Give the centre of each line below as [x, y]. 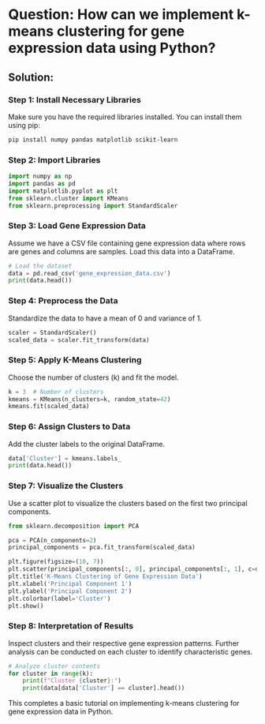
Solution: [31, 77]
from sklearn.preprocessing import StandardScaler [93, 206]
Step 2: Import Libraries [54, 159]
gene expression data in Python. [61, 711]
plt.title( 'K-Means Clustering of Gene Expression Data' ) [105, 577]
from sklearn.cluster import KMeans [68, 198]
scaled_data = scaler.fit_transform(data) [79, 340]
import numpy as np [40, 176]
